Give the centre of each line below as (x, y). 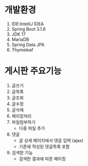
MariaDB (20, 39)
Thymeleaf (22, 50)
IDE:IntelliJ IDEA (28, 24)
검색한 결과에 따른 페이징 (42, 159)
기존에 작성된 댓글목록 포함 (44, 146)
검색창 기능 (22, 152)
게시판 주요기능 (33, 71)
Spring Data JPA (28, 44)
